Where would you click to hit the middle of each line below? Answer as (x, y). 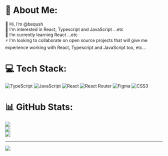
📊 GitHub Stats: (39, 107)
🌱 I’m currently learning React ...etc (41, 34)
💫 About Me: (31, 10)
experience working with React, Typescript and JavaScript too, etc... (76, 47)
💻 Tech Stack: (36, 69)
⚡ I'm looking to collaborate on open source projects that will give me (76, 40)
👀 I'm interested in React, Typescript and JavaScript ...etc (64, 29)
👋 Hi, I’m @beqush (24, 24)
